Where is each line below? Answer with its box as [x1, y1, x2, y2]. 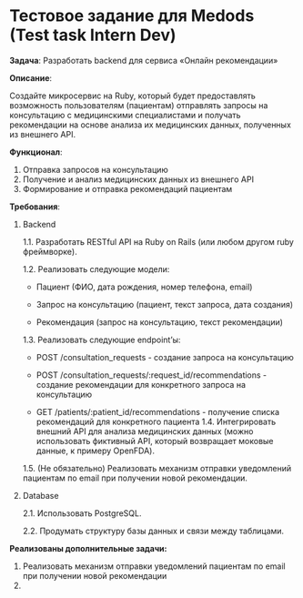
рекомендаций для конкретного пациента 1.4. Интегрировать [35, 416, 277, 427]
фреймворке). [22, 246, 77, 257]
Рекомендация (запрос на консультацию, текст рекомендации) [35, 316, 284, 328]
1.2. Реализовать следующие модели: [22, 263, 170, 274]
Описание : [9, 72, 53, 83]
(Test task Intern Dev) [9, 25, 177, 46]
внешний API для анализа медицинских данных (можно [35, 425, 254, 437]
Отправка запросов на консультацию [22, 164, 168, 175]
